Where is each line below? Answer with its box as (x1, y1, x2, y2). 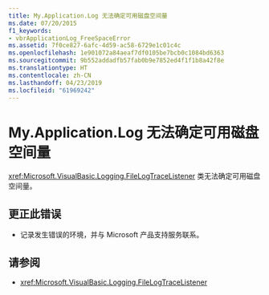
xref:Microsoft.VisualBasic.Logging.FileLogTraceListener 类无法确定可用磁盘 (8, 172, 261, 181)
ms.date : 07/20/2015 (8, 19, 78, 27)
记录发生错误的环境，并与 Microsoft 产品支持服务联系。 (19, 230, 204, 240)
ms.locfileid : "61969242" (8, 86, 95, 95)
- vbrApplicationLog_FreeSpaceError (8, 34, 131, 42)
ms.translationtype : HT (8, 64, 88, 72)
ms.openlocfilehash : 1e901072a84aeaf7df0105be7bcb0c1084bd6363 (8, 49, 225, 57)
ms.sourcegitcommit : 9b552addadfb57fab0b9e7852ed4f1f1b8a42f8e (8, 57, 225, 65)
